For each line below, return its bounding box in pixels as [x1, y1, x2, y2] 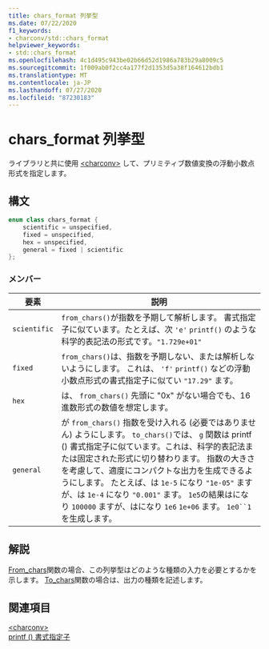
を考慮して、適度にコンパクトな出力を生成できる [61, 465, 246, 476]
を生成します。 [61, 513, 118, 524]
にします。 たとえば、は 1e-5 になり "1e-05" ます [69, 477, 253, 488]
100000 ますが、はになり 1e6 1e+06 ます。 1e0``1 [71, 501, 252, 512]
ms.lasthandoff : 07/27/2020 [8, 86, 102, 94]
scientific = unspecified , [22, 223, 113, 231]
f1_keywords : [8, 26, 52, 34]
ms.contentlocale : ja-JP [8, 78, 91, 86]
